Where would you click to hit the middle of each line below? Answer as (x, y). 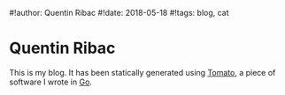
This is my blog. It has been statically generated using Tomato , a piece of (142, 72)
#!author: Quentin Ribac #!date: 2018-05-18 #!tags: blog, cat (119, 13)
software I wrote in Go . (51, 82)
